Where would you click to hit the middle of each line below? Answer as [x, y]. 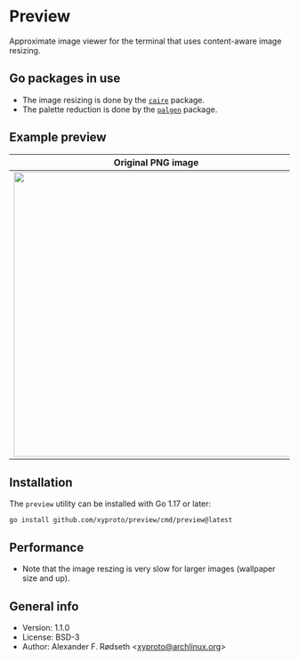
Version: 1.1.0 [46, 628]
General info [44, 606]
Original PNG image [156, 162]
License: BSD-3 [51, 637]
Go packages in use [65, 79]
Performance [47, 548]
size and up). [46, 578]
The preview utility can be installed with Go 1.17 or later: [110, 504]
